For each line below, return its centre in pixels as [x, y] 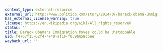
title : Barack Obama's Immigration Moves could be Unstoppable [70, 32]
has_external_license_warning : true [42, 18]
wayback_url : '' [21, 41]
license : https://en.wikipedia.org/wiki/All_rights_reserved [68, 23]
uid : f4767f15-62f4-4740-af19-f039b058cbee [50, 37]
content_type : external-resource [39, 9]
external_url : [19, 14]
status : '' [16, 28]
